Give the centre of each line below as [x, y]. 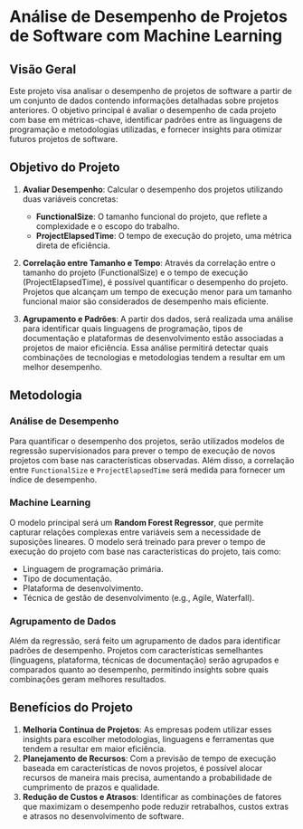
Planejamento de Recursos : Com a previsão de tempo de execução [149, 758]
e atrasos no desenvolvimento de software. [103, 815]
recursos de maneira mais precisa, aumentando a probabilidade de [147, 777]
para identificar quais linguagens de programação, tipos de [133, 329]
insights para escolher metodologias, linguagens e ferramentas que [148, 738]
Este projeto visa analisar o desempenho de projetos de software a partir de [151, 91]
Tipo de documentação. [67, 578]
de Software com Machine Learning [146, 36]
